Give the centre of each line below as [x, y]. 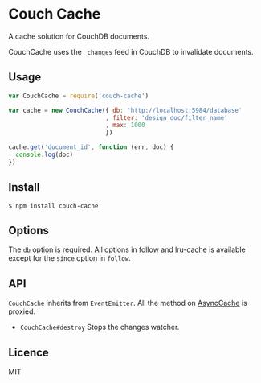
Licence [29, 352]
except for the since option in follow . [69, 258]
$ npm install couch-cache [53, 206]
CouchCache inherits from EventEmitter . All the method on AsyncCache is [128, 303]
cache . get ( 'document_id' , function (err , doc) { [91, 147]
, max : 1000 [126, 126]
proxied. [22, 311]
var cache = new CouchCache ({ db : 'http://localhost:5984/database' [125, 110]
